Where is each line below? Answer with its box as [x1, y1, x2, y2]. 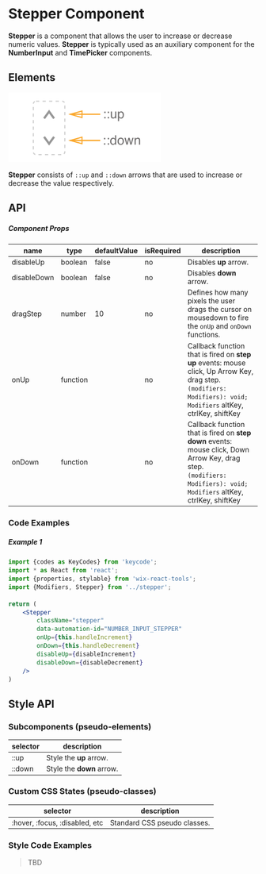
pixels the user [187, 296, 236, 306]
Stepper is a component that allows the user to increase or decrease [8, 31, 233, 40]
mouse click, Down [187, 445, 249, 454]
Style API [8, 697, 55, 710]
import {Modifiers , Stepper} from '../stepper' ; [8, 583, 172, 591]
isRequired [144, 245, 181, 255]
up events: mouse [187, 358, 246, 368]
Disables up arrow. [187, 257, 249, 267]
